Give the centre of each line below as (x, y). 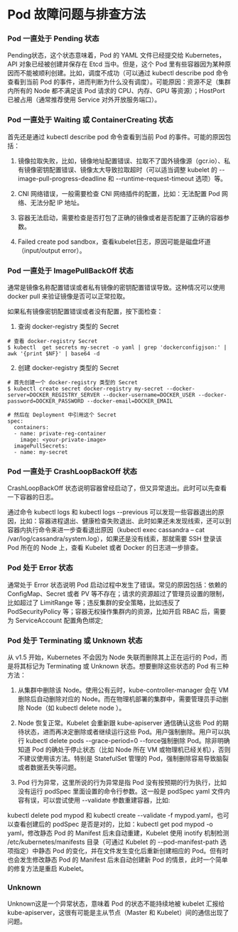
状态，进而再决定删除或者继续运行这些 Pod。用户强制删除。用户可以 (124, 732)
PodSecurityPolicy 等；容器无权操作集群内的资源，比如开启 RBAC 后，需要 (117, 611)
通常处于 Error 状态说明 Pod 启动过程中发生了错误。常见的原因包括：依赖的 (117, 585)
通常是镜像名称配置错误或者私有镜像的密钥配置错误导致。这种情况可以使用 (116, 288)
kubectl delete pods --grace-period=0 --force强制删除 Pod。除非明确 (128, 740)
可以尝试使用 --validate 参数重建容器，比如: (106, 800)
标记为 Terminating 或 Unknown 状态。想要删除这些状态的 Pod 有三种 (128, 666)
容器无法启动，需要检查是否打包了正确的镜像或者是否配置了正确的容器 (120, 217)
